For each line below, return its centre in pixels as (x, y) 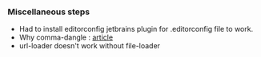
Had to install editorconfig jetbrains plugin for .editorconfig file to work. (136, 29)
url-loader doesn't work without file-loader (90, 46)
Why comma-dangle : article (66, 37)
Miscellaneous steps (48, 12)
